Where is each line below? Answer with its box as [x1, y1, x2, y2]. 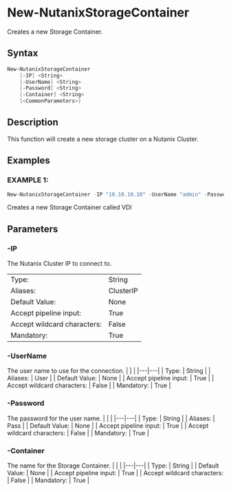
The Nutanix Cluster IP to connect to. [7, 260, 112, 268]
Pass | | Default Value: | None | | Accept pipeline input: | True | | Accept [7, 421, 209, 430]
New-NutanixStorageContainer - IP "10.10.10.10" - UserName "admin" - [7, 191, 208, 198]
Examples [7, 155, 50, 166]
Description [7, 117, 58, 128]
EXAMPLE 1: [7, 175, 49, 185]
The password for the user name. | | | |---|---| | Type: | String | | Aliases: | [7, 414, 215, 422]
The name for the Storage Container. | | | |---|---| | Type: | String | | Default [7, 461, 219, 470]
